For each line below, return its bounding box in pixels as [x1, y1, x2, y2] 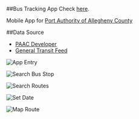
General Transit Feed [15, 47, 68, 54]
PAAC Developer [15, 41, 57, 47]
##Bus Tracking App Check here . [6, 5, 90, 12]
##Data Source [6, 29, 44, 36]
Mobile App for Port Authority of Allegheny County [6, 17, 133, 24]
